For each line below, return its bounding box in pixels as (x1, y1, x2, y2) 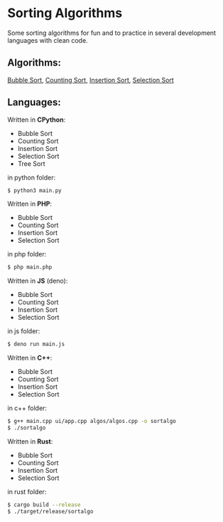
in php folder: (7, 250, 47, 259)
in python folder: (7, 173, 56, 182)
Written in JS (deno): (7, 276, 68, 286)
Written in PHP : (7, 199, 52, 208)
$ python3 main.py (7, 187, 62, 194)
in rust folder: (7, 487, 47, 496)
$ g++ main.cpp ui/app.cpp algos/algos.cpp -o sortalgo (7, 418, 176, 425)
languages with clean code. (7, 36, 88, 44)
